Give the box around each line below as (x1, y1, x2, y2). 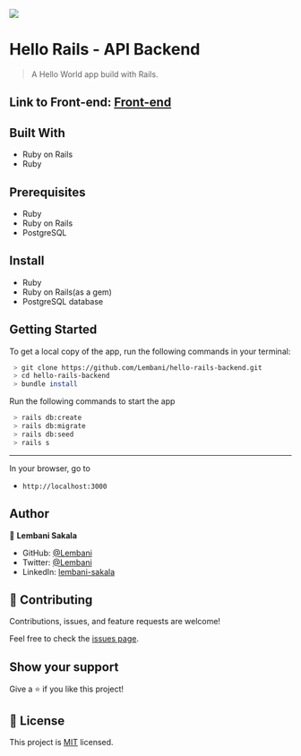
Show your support (9, 659, 119, 674)
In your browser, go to (9, 462, 91, 474)
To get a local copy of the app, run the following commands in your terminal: (9, 346, 291, 357)
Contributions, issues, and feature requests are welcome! (9, 616, 221, 627)
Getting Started (9, 322, 98, 338)
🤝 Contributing (9, 592, 93, 607)
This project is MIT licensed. (9, 736, 114, 747)
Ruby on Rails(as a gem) (21, 287, 112, 297)
